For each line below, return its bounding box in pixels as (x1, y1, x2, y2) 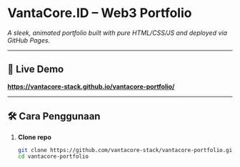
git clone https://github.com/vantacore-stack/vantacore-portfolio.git (17, 146, 236, 153)
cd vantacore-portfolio (17, 153, 89, 161)
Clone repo (17, 133, 52, 141)
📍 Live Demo (7, 63, 64, 75)
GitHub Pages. (7, 36, 51, 44)
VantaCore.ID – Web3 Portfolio (7, 5, 192, 21)
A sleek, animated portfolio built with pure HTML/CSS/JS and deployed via (7, 28, 227, 37)
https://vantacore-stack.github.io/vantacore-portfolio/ (7, 82, 175, 90)
